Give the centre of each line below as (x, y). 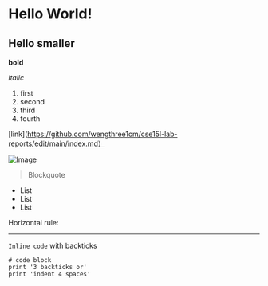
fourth (30, 119)
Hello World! (50, 14)
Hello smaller (41, 43)
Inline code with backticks (53, 245)
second (32, 102)
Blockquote (46, 175)
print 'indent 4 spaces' (49, 274)
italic (16, 78)
